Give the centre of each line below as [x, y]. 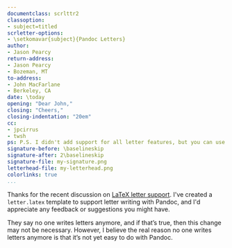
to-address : [24, 78]
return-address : [31, 59]
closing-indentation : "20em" [49, 116]
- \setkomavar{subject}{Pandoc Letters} [67, 39]
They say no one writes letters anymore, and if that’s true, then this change [114, 222]
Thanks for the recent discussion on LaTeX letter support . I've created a [110, 194]
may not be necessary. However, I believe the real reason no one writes [109, 230]
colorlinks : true [32, 175]
